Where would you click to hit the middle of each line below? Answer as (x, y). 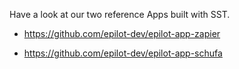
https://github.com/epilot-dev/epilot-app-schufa (123, 53)
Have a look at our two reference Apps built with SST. (120, 14)
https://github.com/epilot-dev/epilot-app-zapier (122, 33)
